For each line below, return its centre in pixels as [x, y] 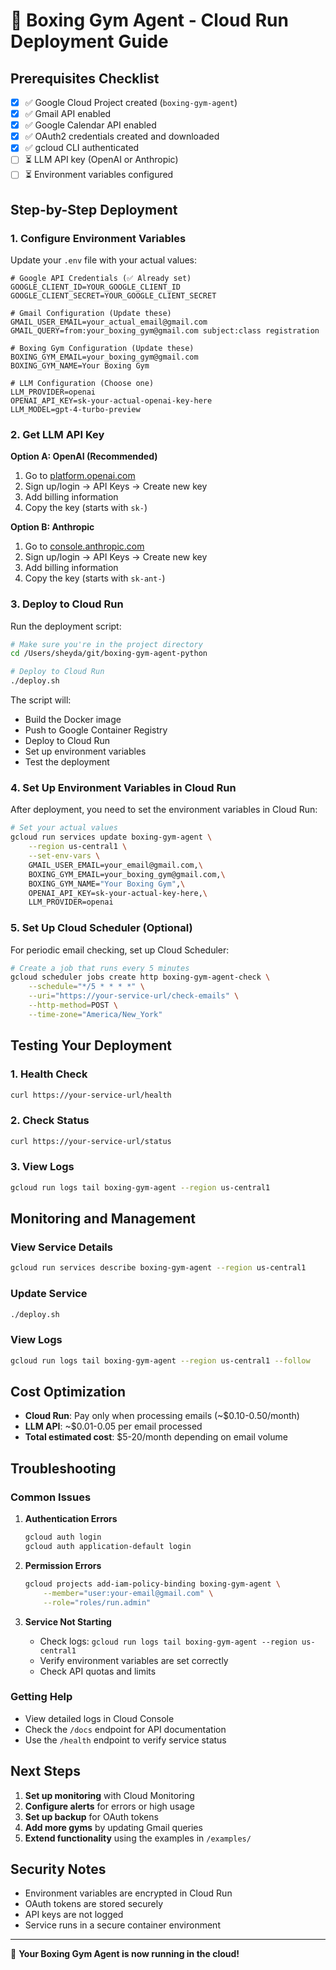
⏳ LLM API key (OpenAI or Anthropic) [101, 160]
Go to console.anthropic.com [84, 546]
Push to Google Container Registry [96, 730]
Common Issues [51, 1497]
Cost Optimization [68, 1392]
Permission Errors [63, 1565]
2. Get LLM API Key [57, 434]
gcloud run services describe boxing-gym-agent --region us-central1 [158, 1268]
